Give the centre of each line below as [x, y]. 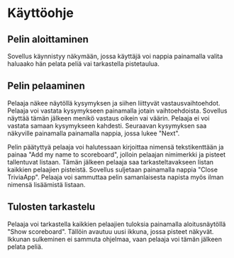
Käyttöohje [41, 13]
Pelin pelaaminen [46, 86]
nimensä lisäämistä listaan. [46, 184]
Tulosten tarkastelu [51, 207]
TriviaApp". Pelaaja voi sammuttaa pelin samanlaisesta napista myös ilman [116, 177]
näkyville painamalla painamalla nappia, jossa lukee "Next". [94, 133]
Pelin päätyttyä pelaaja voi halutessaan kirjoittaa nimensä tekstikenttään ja [116, 147]
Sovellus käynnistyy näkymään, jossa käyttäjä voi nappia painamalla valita [115, 56]
